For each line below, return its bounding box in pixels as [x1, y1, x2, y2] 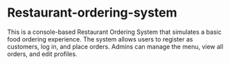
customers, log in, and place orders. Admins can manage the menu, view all [7, 42, 224, 50]
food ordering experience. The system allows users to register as [7, 35, 193, 43]
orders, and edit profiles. [7, 50, 78, 58]
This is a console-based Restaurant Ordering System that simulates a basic [7, 28, 222, 36]
